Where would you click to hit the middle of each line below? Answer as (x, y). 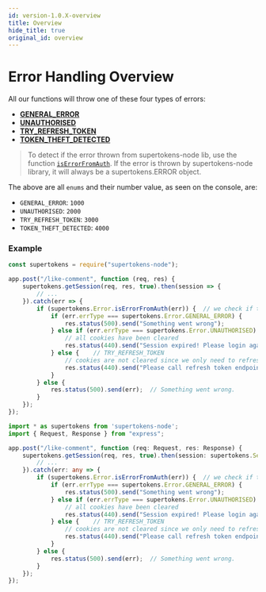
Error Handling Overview (91, 77)
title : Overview (35, 23)
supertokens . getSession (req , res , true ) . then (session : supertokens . (138, 456)
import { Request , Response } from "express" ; (86, 433)
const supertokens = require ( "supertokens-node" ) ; (93, 265)
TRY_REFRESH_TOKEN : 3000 (59, 220)
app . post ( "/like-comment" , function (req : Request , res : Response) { (125, 448)
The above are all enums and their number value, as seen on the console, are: (133, 187)
